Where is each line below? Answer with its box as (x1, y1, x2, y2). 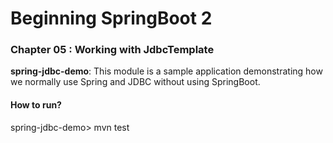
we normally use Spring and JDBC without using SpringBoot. (10, 76, 261, 88)
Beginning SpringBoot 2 (10, 7, 213, 30)
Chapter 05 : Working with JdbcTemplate (10, 43, 215, 57)
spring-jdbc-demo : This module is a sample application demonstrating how (10, 65, 323, 77)
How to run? (10, 99, 62, 111)
